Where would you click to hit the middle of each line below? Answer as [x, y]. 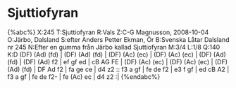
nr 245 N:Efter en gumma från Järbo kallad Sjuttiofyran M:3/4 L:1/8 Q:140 [114, 47]
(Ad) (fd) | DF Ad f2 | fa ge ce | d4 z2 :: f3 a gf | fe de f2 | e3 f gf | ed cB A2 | [118, 69]
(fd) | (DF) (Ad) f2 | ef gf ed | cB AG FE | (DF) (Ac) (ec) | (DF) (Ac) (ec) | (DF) [117, 61]
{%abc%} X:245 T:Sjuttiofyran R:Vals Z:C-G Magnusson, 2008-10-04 [108, 32]
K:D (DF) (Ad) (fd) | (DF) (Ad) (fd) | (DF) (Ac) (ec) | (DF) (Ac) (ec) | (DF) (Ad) [117, 54]
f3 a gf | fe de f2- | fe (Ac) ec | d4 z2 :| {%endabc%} [84, 76]
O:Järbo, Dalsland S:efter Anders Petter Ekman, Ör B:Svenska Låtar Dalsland [118, 39]
